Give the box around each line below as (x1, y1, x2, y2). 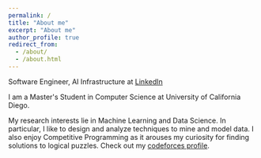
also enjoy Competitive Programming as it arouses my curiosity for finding (8, 132, 250, 141)
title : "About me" (8, 19, 69, 27)
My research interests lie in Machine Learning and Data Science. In (8, 116, 227, 125)
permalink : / (8, 11, 51, 20)
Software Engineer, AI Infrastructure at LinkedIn (8, 76, 164, 86)
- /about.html (15, 56, 62, 64)
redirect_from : (8, 41, 59, 49)
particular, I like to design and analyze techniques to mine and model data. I (8, 123, 255, 134)
